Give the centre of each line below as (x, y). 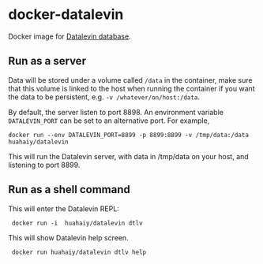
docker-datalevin (66, 15)
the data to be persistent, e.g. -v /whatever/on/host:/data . (104, 97)
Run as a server (47, 61)
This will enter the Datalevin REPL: (64, 208)
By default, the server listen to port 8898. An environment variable (116, 112)
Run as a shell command (69, 190)
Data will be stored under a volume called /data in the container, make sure (130, 80)
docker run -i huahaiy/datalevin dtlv (77, 223)
